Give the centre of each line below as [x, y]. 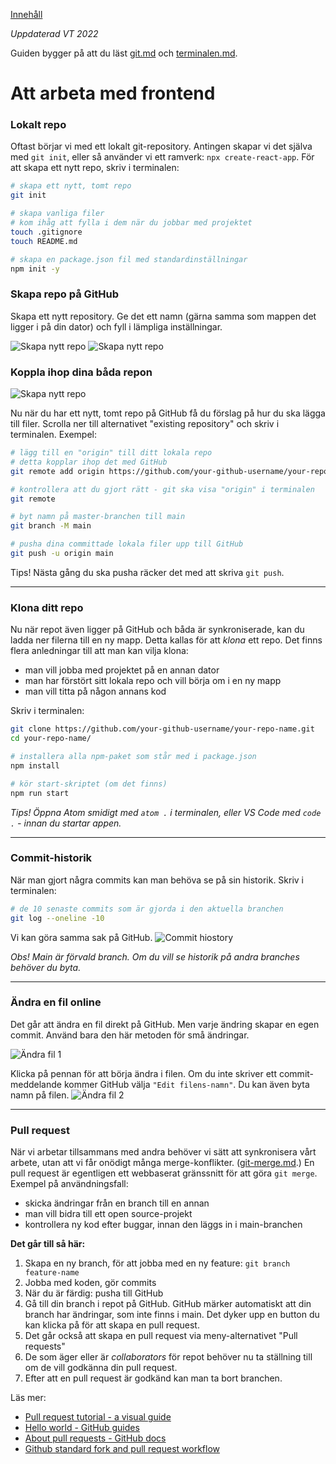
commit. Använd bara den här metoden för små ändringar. [130, 1035]
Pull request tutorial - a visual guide [98, 1417]
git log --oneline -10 [57, 918]
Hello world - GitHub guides [82, 1428]
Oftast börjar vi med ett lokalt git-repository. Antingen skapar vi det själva [161, 146]
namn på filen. [40, 1095]
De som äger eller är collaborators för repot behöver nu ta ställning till [168, 1357]
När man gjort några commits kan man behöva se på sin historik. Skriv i [157, 880]
